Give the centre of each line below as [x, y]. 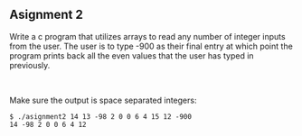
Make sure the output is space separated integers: [103, 100]
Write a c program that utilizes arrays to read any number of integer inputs [148, 36]
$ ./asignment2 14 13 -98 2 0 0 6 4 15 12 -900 [101, 116]
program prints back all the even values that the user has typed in [132, 55]
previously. [30, 65]
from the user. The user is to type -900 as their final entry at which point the [151, 46]
